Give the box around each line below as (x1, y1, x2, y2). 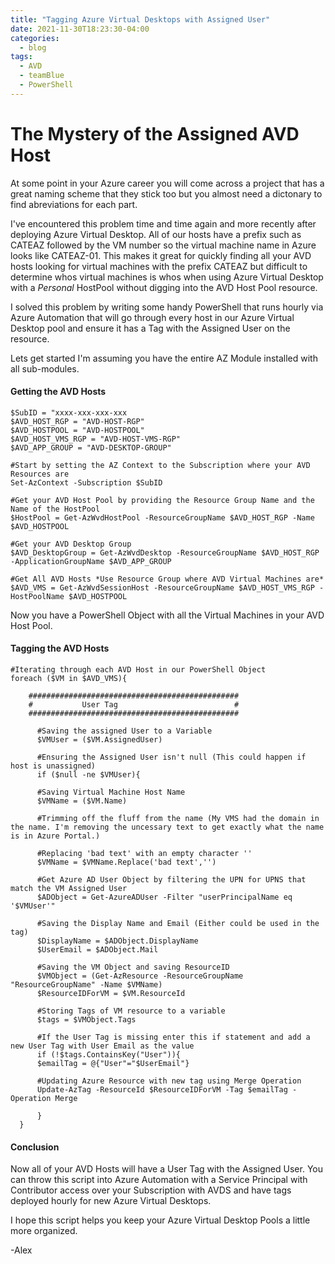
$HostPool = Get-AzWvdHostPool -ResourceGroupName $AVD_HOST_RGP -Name (10, 512, 315, 523)
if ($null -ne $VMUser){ (36, 770, 141, 780)
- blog (19, 42, 47, 53)
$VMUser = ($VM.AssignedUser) (36, 735, 163, 745)
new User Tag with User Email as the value (10, 1041, 195, 1051)
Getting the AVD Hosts (10, 386, 107, 398)
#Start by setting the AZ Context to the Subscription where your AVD (10, 460, 311, 470)
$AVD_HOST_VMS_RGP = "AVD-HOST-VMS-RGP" (10, 434, 182, 444)
